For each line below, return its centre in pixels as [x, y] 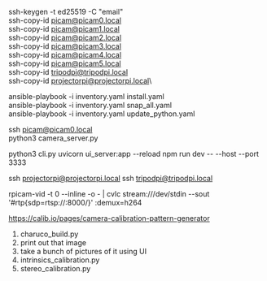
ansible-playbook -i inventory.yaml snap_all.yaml [90, 105]
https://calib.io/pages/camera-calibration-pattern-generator [109, 218]
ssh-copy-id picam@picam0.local [65, 20]
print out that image [53, 242]
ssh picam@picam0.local [50, 130]
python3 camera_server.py [53, 138]
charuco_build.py [49, 234]
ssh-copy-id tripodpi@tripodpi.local [68, 72]
